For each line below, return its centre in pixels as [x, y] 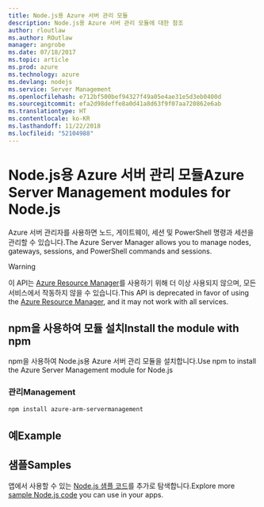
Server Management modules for [120, 192]
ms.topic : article [38, 60]
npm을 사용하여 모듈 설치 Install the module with [124, 328]
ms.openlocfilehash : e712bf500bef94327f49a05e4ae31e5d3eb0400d [115, 97]
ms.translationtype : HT [48, 112]
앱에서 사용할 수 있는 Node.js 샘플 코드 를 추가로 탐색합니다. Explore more [122, 486]
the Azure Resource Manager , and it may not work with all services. [118, 301]
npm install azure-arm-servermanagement [76, 409]
